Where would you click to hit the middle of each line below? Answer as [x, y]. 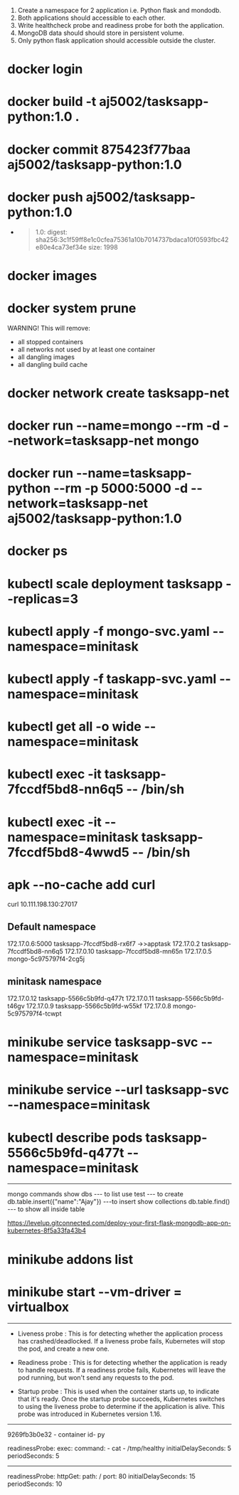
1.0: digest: [51, 232]
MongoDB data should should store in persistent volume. [101, 33]
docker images [52, 276]
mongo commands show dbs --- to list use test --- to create [95, 1194]
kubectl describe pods [75, 1138]
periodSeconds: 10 [35, 1484]
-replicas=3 [43, 598]
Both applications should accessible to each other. [91, 18]
